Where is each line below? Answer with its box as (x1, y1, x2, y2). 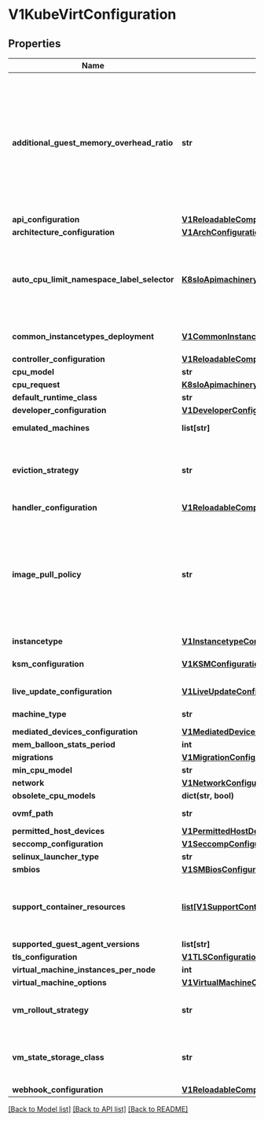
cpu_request (12, 379, 60, 390)
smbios (12, 864, 41, 875)
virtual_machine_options (12, 977, 108, 988)
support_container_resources (12, 902, 126, 912)
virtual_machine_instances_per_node (12, 964, 156, 975)
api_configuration (12, 214, 80, 225)
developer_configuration (12, 405, 107, 415)
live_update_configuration (12, 686, 112, 697)
